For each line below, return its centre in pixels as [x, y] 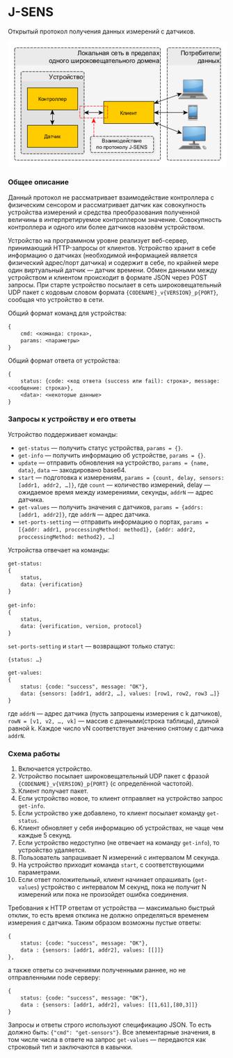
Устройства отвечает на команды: [59, 550]
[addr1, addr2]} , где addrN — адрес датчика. [84, 514]
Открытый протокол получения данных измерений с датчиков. [102, 31]
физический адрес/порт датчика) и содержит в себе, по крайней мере [113, 262]
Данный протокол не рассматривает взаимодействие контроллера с [111, 197]
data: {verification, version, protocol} [81, 626]
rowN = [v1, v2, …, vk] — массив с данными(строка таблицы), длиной [114, 721]
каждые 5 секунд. [45, 835]
